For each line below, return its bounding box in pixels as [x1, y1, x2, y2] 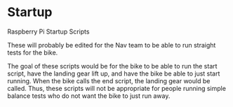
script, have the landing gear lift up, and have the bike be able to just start [7, 69, 220, 78]
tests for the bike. [7, 48, 58, 57]
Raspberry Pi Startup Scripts [7, 27, 90, 36]
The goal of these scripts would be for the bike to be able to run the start [7, 62, 218, 70]
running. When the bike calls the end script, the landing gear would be [7, 76, 211, 85]
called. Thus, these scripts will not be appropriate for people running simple [7, 84, 227, 92]
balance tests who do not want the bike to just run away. [7, 92, 171, 100]
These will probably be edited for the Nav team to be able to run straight [7, 41, 216, 49]
